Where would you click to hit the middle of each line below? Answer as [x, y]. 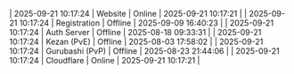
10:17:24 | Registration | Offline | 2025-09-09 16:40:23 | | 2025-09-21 [147, 23]
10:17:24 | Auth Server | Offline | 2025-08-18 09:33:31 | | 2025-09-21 [135, 32]
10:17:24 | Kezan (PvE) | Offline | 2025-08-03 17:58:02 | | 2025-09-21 [136, 41]
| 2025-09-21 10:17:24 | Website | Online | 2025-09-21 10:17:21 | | [128, 14]
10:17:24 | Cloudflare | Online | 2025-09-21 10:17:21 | [105, 60]
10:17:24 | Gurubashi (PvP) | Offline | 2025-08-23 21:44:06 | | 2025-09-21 [144, 51]
